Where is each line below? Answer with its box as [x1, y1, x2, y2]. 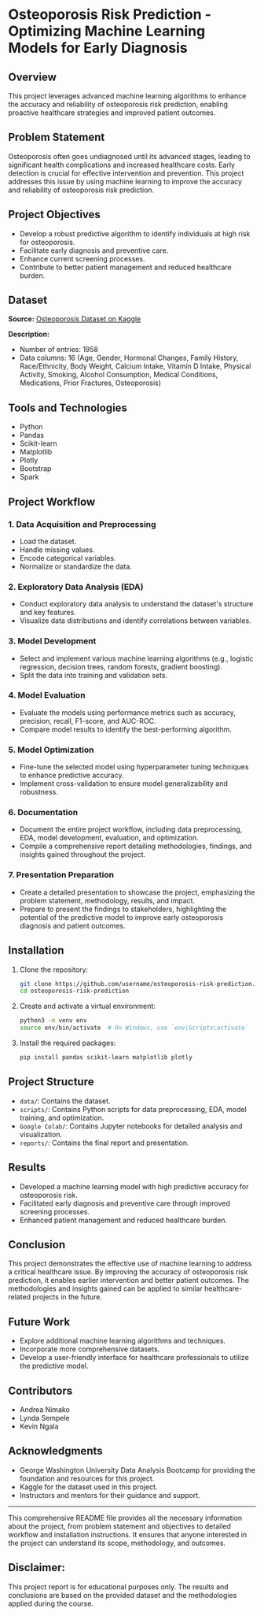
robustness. [19, 788, 59, 797]
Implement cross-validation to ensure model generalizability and [19, 779, 228, 788]
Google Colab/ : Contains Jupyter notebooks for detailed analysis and [19, 1121, 243, 1131]
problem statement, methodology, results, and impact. [19, 895, 195, 905]
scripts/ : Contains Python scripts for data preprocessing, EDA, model [19, 1104, 247, 1114]
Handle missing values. [19, 545, 95, 554]
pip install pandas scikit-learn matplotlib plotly [19, 1054, 192, 1062]
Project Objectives [8, 208, 101, 221]
